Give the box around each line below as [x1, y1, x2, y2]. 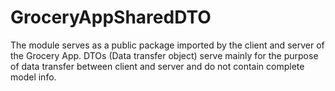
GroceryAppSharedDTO [10, 6, 212, 29]
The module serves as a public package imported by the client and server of [10, 39, 325, 51]
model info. [10, 71, 57, 83]
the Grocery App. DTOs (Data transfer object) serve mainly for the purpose [10, 49, 319, 61]
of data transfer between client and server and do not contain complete [10, 60, 305, 72]
